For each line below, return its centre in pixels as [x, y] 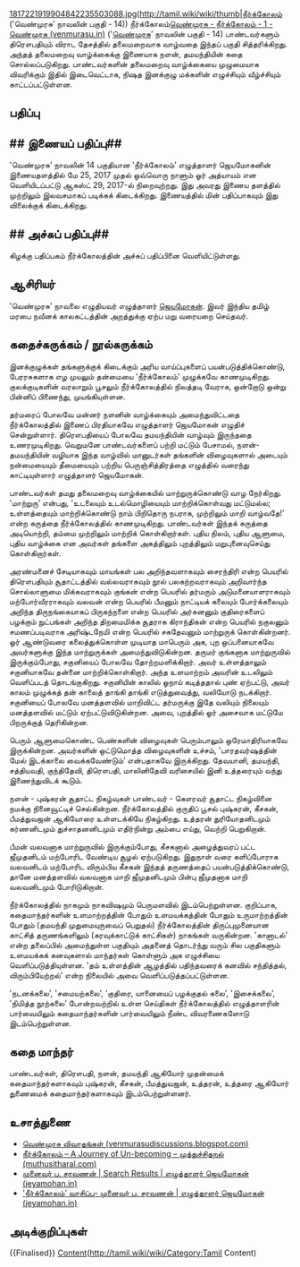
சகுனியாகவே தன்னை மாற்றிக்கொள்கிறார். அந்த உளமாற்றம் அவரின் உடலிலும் [141, 672]
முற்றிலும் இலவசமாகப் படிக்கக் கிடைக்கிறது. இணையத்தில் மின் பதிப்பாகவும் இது [144, 195]
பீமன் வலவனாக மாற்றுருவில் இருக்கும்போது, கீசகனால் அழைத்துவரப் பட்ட [133, 846]
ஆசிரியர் [32, 284]
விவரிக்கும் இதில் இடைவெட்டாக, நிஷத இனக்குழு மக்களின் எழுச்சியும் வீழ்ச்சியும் [145, 74]
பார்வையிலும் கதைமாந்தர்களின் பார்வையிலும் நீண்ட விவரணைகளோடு [129, 1013]
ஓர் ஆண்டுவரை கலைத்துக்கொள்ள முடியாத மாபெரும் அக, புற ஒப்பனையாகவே [142, 641]
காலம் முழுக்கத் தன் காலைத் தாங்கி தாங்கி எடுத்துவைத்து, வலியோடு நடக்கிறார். [141, 692]
